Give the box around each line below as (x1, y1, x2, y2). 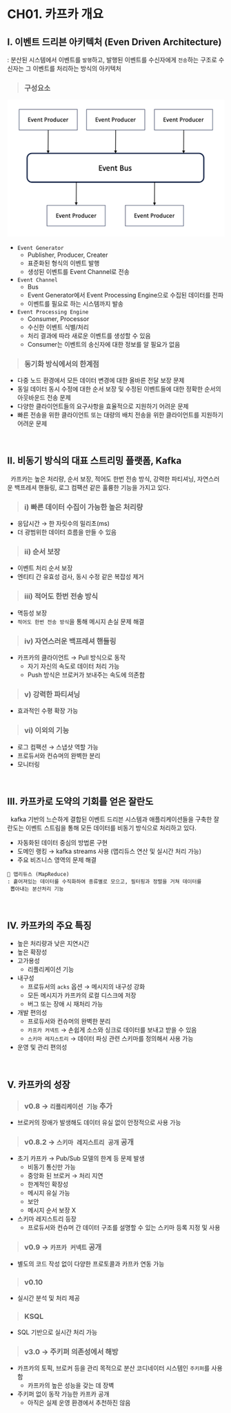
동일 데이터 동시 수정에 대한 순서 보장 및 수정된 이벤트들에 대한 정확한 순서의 (17, 385, 222, 393)
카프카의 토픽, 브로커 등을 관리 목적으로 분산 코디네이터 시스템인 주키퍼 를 (17, 1364, 210, 1372)
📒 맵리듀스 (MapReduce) (7, 871, 70, 878)
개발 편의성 (17, 1008, 48, 1017)
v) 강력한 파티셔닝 (23, 690, 81, 699)
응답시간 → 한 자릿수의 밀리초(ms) (17, 520, 110, 528)
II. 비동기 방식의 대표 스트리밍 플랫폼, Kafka (7, 455, 182, 467)
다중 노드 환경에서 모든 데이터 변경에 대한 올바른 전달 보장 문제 (17, 376, 185, 385)
